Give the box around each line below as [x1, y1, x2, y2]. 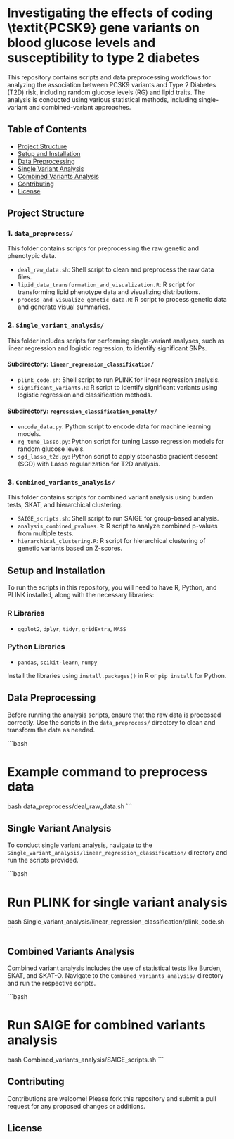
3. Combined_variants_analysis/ [7, 477, 116, 487]
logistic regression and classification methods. [17, 390, 152, 399]
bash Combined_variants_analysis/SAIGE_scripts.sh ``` [7, 1055, 164, 1064]
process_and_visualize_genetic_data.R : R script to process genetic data [17, 295, 227, 304]
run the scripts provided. [7, 856, 79, 865]
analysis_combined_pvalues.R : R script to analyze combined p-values [17, 522, 218, 530]
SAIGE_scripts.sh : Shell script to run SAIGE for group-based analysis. [17, 514, 219, 523]
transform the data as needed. [7, 725, 96, 734]
